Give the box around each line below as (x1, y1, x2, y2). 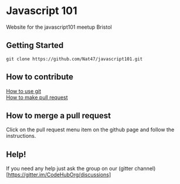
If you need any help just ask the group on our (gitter (6, 165, 134, 172)
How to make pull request (6, 94, 69, 101)
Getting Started (6, 40, 64, 50)
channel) (134, 165, 156, 172)
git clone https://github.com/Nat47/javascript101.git (6, 56, 143, 62)
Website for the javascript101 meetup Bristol (6, 23, 113, 30)
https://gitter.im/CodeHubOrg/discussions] (8, 171, 111, 178)
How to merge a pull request (6, 110, 111, 121)
